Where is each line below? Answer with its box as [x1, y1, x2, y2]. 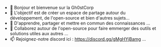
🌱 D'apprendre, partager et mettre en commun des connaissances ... [9, 20, 150, 26]
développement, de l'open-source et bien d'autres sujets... [9, 15, 130, 21]
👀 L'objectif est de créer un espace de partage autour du [9, 10, 126, 16]
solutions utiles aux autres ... [9, 31, 68, 36]
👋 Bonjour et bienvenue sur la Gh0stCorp [9, 5, 94, 10]
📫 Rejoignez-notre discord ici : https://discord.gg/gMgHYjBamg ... [9, 36, 146, 42]
